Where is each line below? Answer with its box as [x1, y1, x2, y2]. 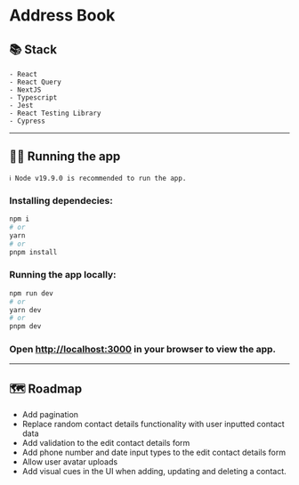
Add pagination [21, 409, 78, 420]
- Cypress [9, 117, 46, 125]
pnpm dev [9, 322, 42, 331]
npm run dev [9, 288, 53, 298]
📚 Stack [9, 42, 58, 57]
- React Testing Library [9, 109, 101, 117]
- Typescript [9, 93, 58, 102]
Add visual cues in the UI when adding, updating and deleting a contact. [21, 466, 287, 477]
